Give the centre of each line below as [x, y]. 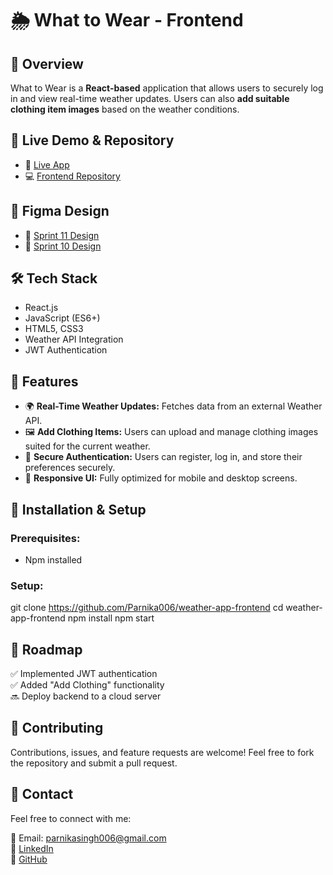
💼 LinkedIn [32, 848]
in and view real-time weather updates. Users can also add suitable [150, 98]
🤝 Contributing [57, 728]
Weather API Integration [74, 339]
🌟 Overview [47, 63]
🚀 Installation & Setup [78, 509]
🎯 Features [44, 381]
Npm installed [53, 559]
